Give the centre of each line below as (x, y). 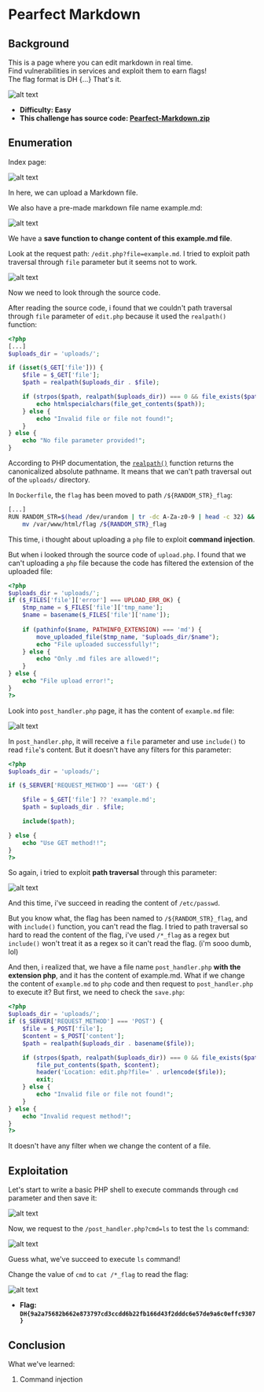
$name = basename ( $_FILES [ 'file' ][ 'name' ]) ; (96, 615)
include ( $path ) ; (49, 821)
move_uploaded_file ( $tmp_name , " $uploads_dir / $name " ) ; (128, 637)
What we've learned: (42, 1364)
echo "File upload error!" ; (68, 681)
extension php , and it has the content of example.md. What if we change (126, 976)
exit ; (46, 1080)
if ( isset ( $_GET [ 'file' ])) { (56, 368)
